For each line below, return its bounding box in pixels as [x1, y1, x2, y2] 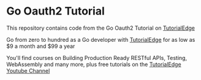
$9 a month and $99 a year [6, 42, 75, 50]
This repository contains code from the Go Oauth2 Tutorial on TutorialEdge [6, 24, 195, 32]
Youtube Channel [6, 67, 50, 74]
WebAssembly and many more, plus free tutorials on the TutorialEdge [6, 61, 182, 68]
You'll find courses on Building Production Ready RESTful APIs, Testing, [6, 54, 188, 61]
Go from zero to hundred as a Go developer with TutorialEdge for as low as [6, 36, 195, 43]
